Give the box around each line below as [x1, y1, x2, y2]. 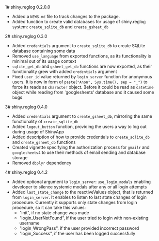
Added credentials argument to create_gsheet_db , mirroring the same [12, 113, 153, 119]
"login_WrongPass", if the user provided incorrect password [19, 225, 139, 231]
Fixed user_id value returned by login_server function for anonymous [12, 74, 152, 79]
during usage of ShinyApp [12, 129, 64, 134]
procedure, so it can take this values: [12, 204, 86, 210]
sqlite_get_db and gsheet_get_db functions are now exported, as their [12, 63, 152, 69]
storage [12, 155, 28, 160]
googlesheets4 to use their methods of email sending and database [12, 149, 146, 155]
